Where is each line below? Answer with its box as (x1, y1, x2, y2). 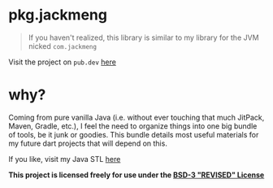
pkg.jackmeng (8, 6, 108, 24)
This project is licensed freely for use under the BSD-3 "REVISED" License (8, 169, 265, 180)
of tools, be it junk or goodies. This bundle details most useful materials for (8, 129, 259, 139)
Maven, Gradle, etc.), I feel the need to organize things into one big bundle (8, 120, 258, 131)
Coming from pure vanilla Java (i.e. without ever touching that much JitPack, (8, 112, 265, 122)
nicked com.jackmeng (28, 41, 97, 50)
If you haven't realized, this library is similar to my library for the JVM (28, 33, 259, 42)
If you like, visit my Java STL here (8, 154, 121, 164)
